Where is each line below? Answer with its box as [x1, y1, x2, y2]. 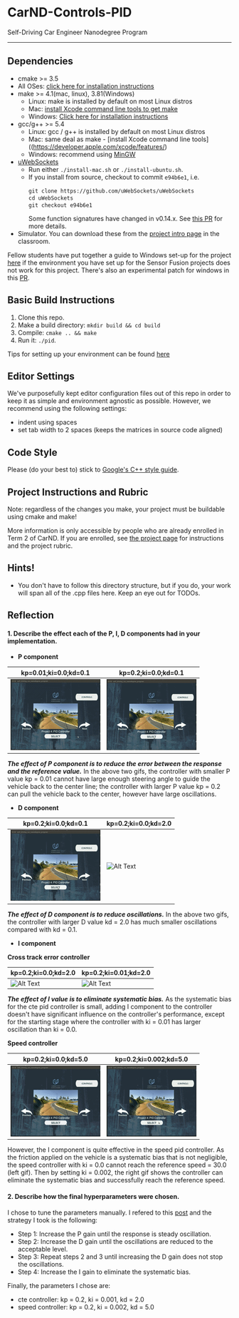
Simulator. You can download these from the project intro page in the [17, 229, 221, 237]
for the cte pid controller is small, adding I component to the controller [7, 1003, 213, 1011]
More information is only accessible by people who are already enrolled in [7, 526, 224, 535]
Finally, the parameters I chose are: [7, 1281, 111, 1289]
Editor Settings [7, 370, 75, 382]
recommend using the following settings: [7, 404, 127, 413]
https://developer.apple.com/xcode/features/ [33, 142, 165, 150]
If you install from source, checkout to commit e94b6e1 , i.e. [28, 173, 200, 181]
